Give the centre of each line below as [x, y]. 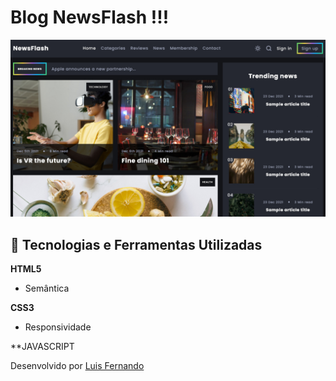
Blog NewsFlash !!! [90, 17]
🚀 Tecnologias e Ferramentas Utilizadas [136, 244]
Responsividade [58, 327]
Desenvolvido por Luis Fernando [77, 366]
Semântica [47, 288]
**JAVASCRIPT [42, 347]
